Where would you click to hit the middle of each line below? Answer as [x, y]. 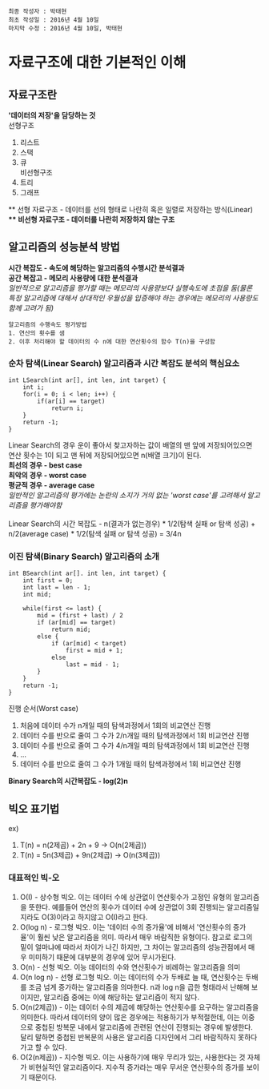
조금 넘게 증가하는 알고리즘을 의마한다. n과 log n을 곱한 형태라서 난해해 [139, 987]
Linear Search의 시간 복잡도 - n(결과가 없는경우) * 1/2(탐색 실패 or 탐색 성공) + [132, 524]
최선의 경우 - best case [45, 465]
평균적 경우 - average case [52, 485]
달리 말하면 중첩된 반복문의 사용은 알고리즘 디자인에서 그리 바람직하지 [128, 1037]
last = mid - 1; [92, 665]
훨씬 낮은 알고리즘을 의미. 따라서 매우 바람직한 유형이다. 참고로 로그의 [145, 937]
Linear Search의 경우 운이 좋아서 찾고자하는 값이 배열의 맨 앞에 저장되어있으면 [130, 445]
